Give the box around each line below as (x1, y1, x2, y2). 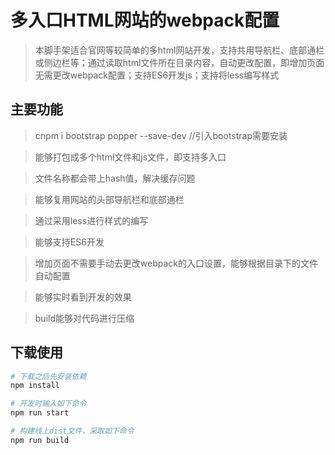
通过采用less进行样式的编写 (34, 214, 149, 226)
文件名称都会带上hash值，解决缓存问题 (34, 172, 196, 184)
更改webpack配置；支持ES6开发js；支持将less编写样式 (52, 69, 280, 81)
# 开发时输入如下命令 (10, 399, 87, 409)
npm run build (10, 435, 70, 445)
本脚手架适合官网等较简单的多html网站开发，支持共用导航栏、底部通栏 (34, 44, 325, 56)
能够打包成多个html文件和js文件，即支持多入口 (34, 151, 227, 163)
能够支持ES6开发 (34, 236, 105, 248)
